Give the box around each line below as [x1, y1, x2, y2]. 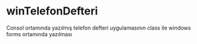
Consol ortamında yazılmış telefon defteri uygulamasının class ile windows [6, 24, 192, 31]
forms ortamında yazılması [6, 30, 73, 37]
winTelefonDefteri [6, 4, 98, 18]
